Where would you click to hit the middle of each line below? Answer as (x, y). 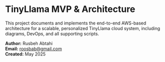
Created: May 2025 (25, 54)
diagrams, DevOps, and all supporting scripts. (52, 33)
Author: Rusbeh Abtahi (29, 43)
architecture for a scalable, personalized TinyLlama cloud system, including (83, 28)
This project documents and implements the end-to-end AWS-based (76, 23)
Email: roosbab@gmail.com (34, 48)
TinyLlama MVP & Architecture (70, 9)
